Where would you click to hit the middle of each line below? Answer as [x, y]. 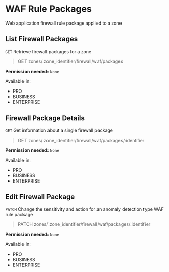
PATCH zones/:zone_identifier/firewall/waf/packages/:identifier [84, 224]
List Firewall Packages [42, 39]
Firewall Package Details [45, 118]
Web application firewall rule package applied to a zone [64, 23]
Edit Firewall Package [40, 197]
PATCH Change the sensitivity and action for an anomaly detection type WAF [85, 209]
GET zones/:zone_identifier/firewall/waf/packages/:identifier [81, 140]
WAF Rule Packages [49, 9]
